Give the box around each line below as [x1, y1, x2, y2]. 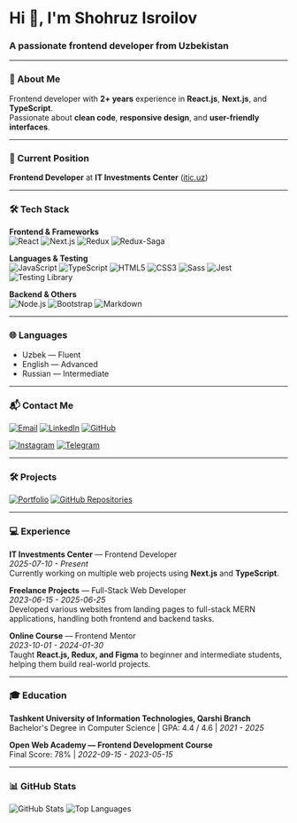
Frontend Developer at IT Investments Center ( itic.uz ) [9, 172, 209, 183]
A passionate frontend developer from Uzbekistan [9, 40, 229, 52]
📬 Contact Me [9, 399, 74, 411]
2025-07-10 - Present [9, 558, 88, 568]
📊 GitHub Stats [9, 780, 77, 792]
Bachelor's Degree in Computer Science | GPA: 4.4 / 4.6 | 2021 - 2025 [9, 722, 264, 733]
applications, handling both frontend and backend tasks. [9, 613, 215, 623]
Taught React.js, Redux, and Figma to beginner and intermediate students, [9, 649, 283, 660]
